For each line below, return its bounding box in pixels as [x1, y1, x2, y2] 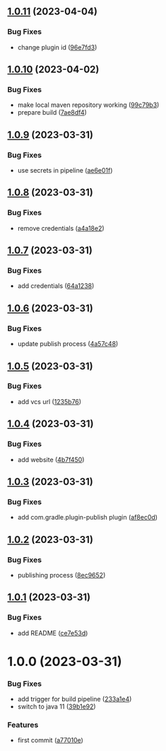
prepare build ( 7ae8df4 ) [17, 108, 87, 117]
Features [7, 720, 39, 730]
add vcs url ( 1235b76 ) [17, 397, 82, 406]
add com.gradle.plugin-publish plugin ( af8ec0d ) [17, 513, 158, 522]
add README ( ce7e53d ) [17, 629, 88, 637]
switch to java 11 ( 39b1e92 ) [17, 702, 97, 711]
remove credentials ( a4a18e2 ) [17, 224, 105, 232]
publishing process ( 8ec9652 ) [17, 571, 106, 579]
